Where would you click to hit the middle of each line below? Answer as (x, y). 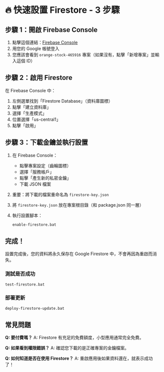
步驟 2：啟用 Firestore (39, 78)
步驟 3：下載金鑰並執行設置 (47, 143)
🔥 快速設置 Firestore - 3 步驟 (62, 10)
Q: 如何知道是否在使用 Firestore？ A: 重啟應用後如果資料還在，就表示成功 (79, 358)
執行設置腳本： (27, 215)
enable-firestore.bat (34, 225)
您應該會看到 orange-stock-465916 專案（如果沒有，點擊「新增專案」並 (83, 55)
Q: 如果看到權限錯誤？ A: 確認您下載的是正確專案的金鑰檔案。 (67, 348)
